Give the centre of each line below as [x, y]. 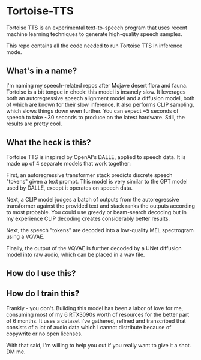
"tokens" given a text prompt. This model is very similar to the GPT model [97, 181]
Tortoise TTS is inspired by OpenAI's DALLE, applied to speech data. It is [96, 157]
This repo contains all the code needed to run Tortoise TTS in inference [94, 46]
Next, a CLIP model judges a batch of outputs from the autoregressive [93, 199]
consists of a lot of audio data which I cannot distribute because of [89, 327]
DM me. [16, 352]
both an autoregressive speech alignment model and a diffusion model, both [100, 98]
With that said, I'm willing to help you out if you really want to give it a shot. [99, 345]
